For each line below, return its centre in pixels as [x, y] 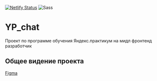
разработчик [19, 46]
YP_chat [22, 27]
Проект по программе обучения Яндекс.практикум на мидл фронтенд [78, 40]
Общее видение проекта [45, 61]
